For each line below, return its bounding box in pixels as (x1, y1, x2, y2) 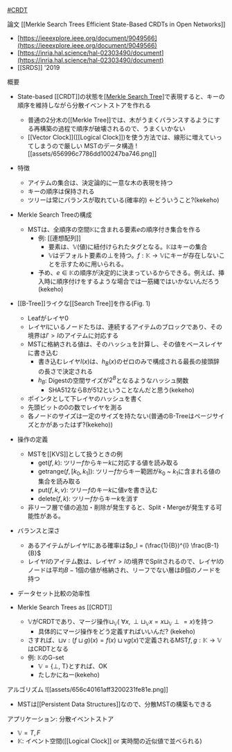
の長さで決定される (37, 367, 93, 375)
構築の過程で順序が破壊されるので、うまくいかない (39, 125, 186, 132)
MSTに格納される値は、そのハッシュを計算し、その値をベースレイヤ (27, 340, 223, 348)
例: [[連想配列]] (37, 234, 81, 242)
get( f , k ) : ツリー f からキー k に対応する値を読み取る (37, 458, 179, 467)
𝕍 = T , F (17, 728, 41, 737)
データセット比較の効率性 (17, 589, 91, 598)
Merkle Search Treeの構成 (17, 211, 92, 219)
